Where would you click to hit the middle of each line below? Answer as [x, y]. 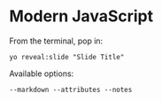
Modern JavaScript [81, 16]
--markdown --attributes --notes [71, 89]
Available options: [42, 74]
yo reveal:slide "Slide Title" [67, 57]
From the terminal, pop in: [56, 41]
